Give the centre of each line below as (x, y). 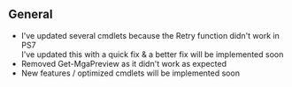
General (31, 14)
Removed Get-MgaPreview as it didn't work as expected (124, 63)
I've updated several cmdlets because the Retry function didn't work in (150, 35)
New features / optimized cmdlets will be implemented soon (131, 73)
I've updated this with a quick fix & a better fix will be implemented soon (152, 54)
